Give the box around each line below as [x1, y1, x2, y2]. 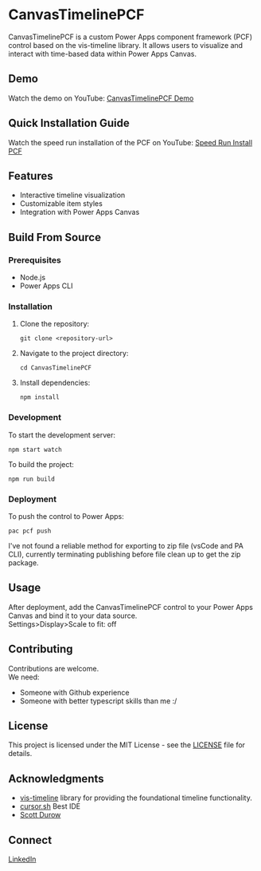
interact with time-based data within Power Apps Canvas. [8, 49, 197, 58]
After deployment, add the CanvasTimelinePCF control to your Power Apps [8, 602, 253, 612]
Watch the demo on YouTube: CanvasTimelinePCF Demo [8, 93, 194, 103]
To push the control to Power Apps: [8, 511, 125, 521]
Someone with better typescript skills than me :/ [19, 696, 177, 706]
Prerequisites [8, 254, 61, 265]
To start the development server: [8, 430, 116, 440]
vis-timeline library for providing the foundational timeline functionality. [19, 793, 252, 803]
